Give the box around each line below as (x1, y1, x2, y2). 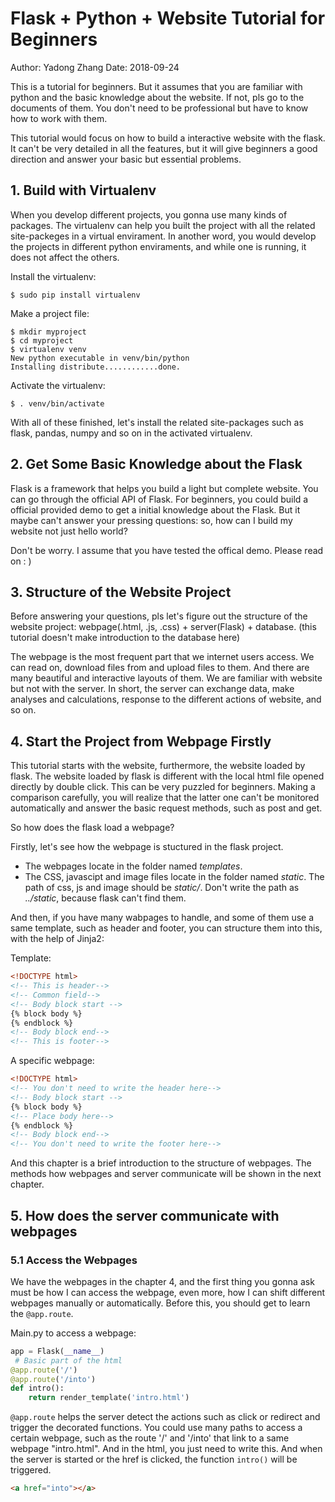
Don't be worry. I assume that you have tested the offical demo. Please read (10, 544, 324, 556)
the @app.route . (10, 1307, 74, 1319)
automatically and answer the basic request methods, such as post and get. (10, 802, 323, 814)
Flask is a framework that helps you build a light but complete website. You (10, 482, 319, 494)
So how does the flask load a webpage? (10, 822, 175, 834)
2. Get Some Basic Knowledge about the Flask (10, 456, 303, 473)
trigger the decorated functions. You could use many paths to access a (10, 1422, 303, 1434)
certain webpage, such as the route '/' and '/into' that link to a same (10, 1432, 290, 1444)
